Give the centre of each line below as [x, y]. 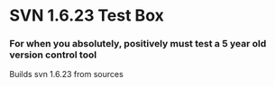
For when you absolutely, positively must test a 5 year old [138, 44]
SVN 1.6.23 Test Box [87, 16]
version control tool [53, 55]
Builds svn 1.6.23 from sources [66, 74]
